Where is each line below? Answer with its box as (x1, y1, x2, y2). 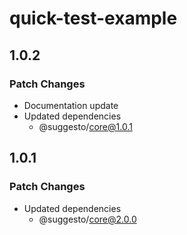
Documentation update (23, 99, 119, 111)
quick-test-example (9, 7, 178, 30)
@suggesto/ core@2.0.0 (38, 213, 137, 225)
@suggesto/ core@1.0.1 (38, 120, 133, 132)
